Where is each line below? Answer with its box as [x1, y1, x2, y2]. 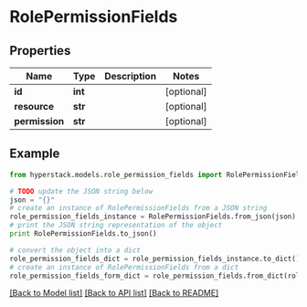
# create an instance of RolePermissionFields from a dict [9, 262, 239, 271]
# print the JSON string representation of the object [9, 221, 223, 230]
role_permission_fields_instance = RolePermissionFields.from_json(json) [9, 212, 297, 221]
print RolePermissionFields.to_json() [9, 229, 157, 238]
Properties [9, 43, 71, 58]
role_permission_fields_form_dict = [9, 271, 149, 281]
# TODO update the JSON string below [9, 186, 153, 196]
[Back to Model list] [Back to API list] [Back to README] [9, 288, 219, 299]
